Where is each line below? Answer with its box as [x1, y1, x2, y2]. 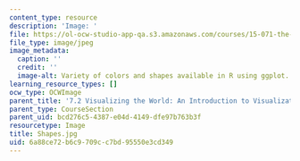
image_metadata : [9, 47, 70, 55]
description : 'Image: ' [9, 21, 98, 30]
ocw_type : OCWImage [9, 88, 82, 97]
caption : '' [17, 55, 62, 64]
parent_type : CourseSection [9, 105, 114, 114]
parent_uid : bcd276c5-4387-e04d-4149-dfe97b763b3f [9, 113, 202, 122]
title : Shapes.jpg [9, 130, 78, 139]
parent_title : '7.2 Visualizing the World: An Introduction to [9, 96, 250, 106]
